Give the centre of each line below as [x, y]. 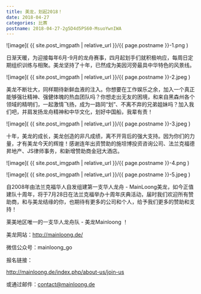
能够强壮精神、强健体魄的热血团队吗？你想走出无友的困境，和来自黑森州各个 [100, 97]
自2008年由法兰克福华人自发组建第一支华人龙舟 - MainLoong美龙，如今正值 [100, 187]
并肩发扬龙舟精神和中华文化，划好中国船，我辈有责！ [87, 112]
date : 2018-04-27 [28, 17]
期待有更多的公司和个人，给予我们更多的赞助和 [132, 202]
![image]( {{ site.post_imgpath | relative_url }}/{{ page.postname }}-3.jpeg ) [98, 124]
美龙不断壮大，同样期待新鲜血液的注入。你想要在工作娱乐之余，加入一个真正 [100, 90]
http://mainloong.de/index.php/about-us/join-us [65, 272]
